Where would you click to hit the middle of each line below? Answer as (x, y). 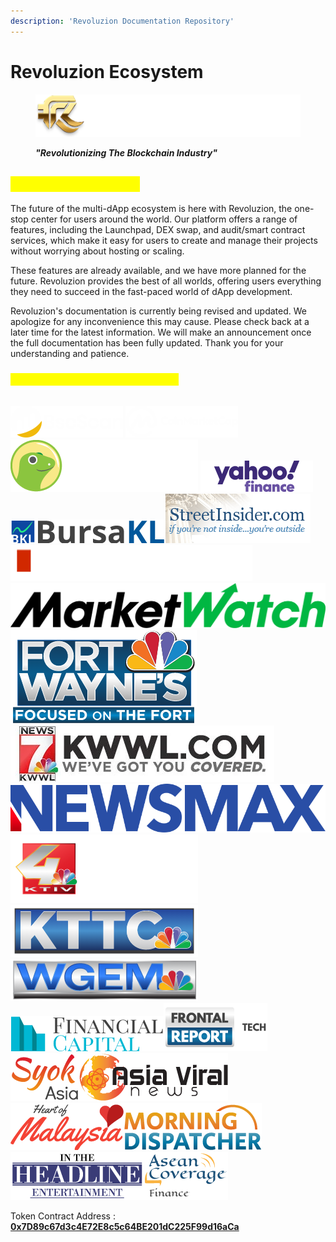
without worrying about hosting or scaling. (97, 251)
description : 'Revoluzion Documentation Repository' (122, 21)
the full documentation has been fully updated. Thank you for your (147, 342)
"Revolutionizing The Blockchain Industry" (126, 152)
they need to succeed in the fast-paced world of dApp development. (151, 291)
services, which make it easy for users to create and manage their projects (164, 240)
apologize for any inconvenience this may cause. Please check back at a (160, 321)
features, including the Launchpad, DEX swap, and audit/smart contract (158, 229)
